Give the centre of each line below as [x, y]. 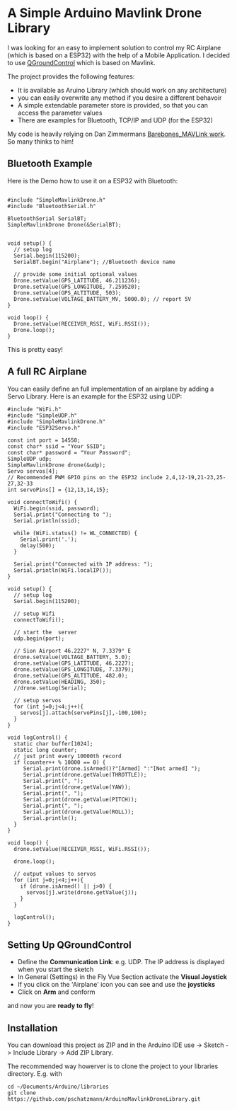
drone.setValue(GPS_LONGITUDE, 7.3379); [74, 669]
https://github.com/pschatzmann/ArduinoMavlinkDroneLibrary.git [104, 1099]
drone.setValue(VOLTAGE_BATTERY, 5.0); [73, 657]
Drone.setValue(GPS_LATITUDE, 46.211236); [77, 280]
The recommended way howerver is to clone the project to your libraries [113, 1066]
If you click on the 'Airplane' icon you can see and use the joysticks [116, 985]
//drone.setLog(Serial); [50, 688]
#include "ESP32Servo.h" [44, 428]
